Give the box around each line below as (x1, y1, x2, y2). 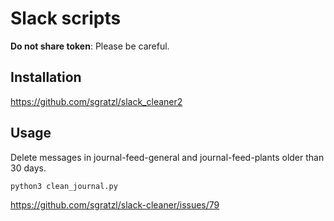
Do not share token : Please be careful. (10, 40, 170, 52)
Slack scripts (10, 7, 122, 30)
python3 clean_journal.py (10, 181, 118, 191)
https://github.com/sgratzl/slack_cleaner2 (10, 95, 183, 107)
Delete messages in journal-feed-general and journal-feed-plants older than (10, 151, 325, 163)
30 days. (10, 162, 47, 174)
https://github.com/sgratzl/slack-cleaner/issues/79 (10, 198, 220, 211)
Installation (10, 69, 82, 86)
